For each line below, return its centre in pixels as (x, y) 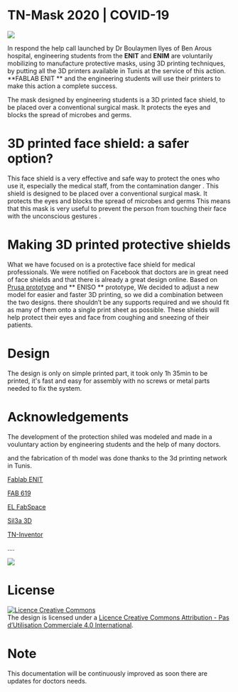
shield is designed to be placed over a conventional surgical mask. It (107, 193)
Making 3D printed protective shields (119, 245)
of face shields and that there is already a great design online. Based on (113, 279)
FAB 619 (19, 493)
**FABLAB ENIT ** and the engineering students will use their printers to (114, 78)
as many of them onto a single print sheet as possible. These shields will (113, 310)
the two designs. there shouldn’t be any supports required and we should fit (118, 302)
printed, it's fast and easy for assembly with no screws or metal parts (109, 381)
